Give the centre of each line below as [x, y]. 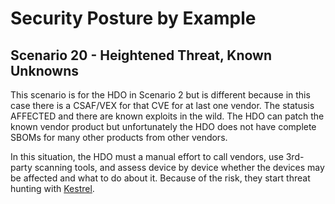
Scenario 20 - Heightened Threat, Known [141, 55]
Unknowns [44, 70]
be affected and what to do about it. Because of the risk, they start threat [160, 178]
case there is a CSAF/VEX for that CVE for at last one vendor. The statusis [162, 105]
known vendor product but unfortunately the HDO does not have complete [163, 126]
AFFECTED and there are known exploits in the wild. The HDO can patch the [167, 116]
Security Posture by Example [133, 18]
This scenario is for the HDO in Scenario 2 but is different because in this [160, 95]
